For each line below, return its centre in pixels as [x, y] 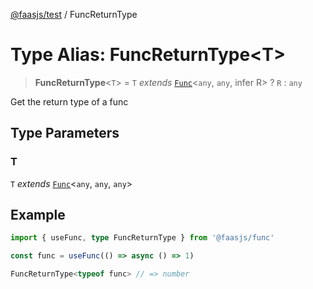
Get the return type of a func [69, 101]
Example [38, 215]
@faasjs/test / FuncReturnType [74, 14]
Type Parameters [65, 133]
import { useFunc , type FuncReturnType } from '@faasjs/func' [142, 238]
